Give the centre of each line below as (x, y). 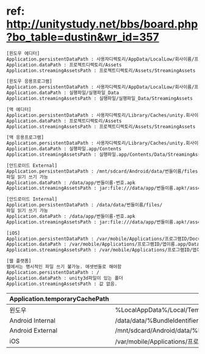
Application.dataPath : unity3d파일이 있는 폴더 (65, 278)
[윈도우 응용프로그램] (29, 81)
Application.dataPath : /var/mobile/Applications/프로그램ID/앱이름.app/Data (103, 244)
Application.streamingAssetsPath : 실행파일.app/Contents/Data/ (87, 155)
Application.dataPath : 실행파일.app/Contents (64, 149)
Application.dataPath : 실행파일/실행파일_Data (63, 93)
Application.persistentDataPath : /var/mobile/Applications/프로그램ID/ (98, 239)
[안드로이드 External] (32, 165)
